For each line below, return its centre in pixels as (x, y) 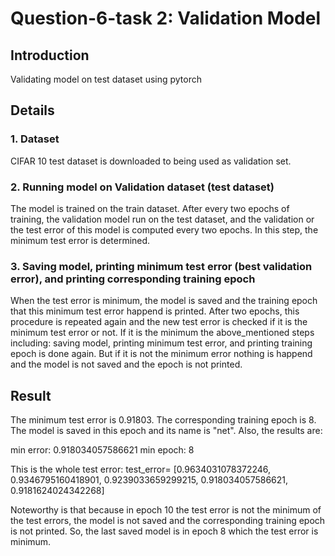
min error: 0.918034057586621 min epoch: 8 (102, 450)
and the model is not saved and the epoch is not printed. (126, 364)
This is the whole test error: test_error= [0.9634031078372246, (141, 469)
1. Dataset (35, 139)
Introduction (50, 55)
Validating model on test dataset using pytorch (106, 79)
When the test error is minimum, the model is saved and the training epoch (164, 301)
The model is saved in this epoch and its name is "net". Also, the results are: (166, 431)
